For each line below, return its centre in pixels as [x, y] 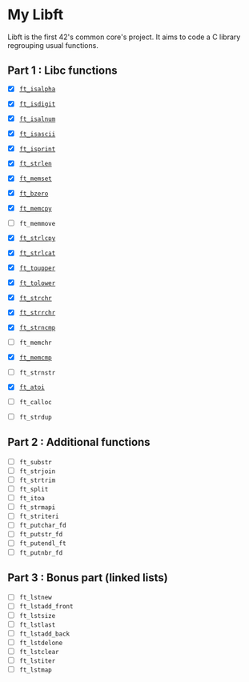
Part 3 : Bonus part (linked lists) [88, 578]
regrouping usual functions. [53, 45]
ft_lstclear [39, 652]
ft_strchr [36, 298]
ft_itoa [32, 499]
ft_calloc [36, 403]
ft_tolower [37, 283]
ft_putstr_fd [41, 535]
